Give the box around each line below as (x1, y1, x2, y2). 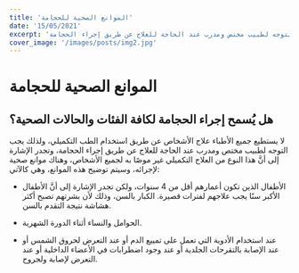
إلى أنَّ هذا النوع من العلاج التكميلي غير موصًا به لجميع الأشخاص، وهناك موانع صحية (9, 154, 279, 165)
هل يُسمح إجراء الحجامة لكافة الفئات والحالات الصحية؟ (9, 112, 274, 127)
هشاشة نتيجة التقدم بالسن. (21, 200, 111, 211)
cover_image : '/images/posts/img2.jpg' (9, 37, 158, 47)
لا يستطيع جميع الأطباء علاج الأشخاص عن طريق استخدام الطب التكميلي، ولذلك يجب (9, 136, 286, 146)
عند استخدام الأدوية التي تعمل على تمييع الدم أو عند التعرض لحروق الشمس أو (21, 235, 278, 245)
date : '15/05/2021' (9, 21, 82, 30)
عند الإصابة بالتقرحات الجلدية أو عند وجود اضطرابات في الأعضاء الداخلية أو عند (21, 244, 279, 255)
